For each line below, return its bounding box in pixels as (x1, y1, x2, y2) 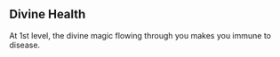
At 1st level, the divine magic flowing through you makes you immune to (9, 30, 272, 40)
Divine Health (9, 7, 86, 22)
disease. (9, 39, 41, 50)
